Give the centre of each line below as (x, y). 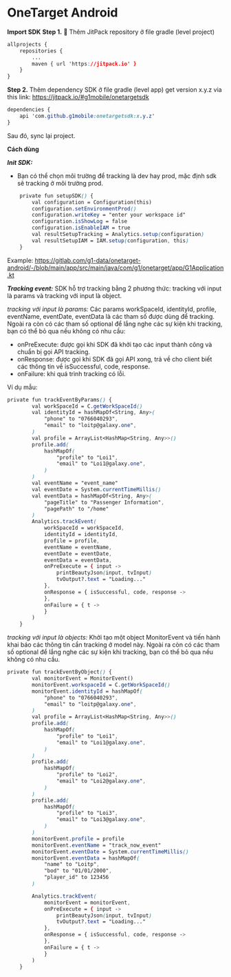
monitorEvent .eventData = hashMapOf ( (86, 858)
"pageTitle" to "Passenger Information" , (104, 502)
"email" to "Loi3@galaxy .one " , (101, 820)
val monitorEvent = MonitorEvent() (83, 679)
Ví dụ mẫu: (22, 387)
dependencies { (29, 110)
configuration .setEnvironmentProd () (84, 208)
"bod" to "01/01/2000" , (78, 871)
